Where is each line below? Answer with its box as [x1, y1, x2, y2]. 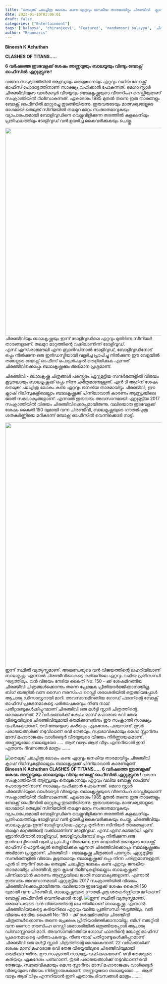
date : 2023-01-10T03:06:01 [5, 12, 61, 17]
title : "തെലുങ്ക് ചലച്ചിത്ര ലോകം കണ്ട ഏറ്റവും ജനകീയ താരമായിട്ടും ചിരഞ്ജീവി [5, 7, 151, 12]
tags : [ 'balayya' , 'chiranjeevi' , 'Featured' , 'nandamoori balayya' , [5, 26, 152, 31]
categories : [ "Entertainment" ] [5, 21, 70, 26]
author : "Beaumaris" [5, 30, 48, 35]
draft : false [5, 16, 32, 21]
